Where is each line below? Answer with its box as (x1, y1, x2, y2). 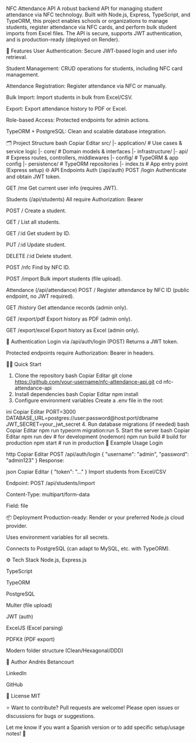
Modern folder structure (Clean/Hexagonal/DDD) (6, 647, 124, 654)
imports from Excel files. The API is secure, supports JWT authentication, (6, 30, 183, 37)
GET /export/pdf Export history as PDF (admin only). (6, 315, 132, 322)
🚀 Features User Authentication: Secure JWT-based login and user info (6, 47, 177, 54)
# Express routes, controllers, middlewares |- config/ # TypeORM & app (6, 154, 178, 161)
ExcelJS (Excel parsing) (6, 624, 63, 631)
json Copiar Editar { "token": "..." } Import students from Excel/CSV (6, 468, 167, 475)
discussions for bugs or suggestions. (6, 713, 95, 719)
